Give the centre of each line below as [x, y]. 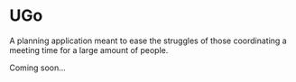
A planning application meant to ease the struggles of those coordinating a [148, 41]
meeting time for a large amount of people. [89, 50]
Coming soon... [37, 68]
